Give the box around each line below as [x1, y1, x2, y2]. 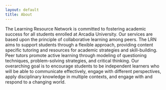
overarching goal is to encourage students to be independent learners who [5, 63, 159, 69]
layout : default [5, 7, 39, 12]
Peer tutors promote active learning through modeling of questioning [5, 52, 147, 58]
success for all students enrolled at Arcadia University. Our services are [5, 31, 153, 37]
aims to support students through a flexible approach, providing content [5, 41, 153, 47]
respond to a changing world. [5, 78, 66, 85]
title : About [5, 12, 32, 17]
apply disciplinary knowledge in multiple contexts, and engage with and [5, 73, 153, 79]
